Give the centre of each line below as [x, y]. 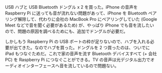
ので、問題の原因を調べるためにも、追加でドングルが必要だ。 [66, 31]
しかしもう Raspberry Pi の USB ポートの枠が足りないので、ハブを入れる [78, 42]
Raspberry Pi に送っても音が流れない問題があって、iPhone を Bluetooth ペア [81, 13]
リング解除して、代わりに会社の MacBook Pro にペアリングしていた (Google [81, 19]
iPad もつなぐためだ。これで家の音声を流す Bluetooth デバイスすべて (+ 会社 [81, 54]
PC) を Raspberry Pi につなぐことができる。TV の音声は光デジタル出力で [78, 60]
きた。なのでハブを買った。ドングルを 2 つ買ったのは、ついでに [86, 48]
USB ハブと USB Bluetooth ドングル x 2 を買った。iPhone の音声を [72, 7]
